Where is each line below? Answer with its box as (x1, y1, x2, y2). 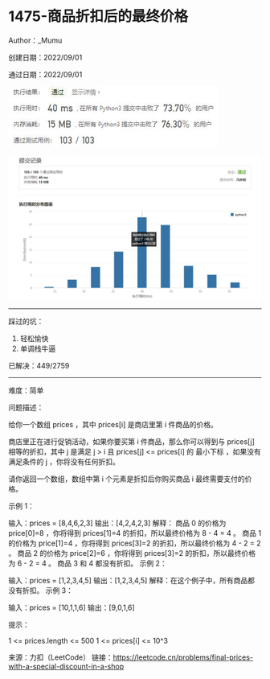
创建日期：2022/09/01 (8, 52, 83, 62)
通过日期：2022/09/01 (8, 69, 83, 79)
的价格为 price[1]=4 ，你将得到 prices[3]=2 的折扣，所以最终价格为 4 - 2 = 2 (8, 538, 261, 548)
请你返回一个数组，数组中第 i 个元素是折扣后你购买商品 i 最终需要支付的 (8, 474, 245, 484)
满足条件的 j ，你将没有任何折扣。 (8, 457, 121, 467)
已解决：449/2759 (8, 361, 70, 371)
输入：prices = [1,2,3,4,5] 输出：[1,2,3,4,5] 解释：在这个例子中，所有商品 (8, 576, 248, 586)
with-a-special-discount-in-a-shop (8, 661, 125, 672)
